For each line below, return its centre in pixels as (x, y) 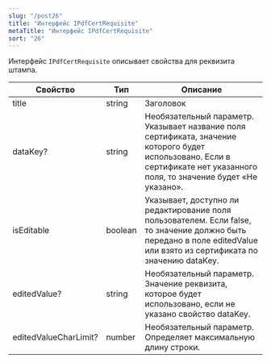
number (121, 337)
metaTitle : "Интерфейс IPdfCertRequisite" (81, 31)
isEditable (31, 231)
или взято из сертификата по (201, 251)
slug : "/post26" (35, 16)
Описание (202, 90)
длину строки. (173, 348)
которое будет (173, 294)
